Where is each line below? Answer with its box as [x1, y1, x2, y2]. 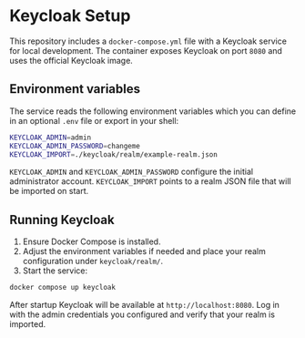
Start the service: [22, 265, 88, 276]
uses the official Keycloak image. [9, 55, 134, 66]
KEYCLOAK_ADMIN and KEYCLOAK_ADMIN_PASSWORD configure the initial [9, 166, 253, 178]
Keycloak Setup [9, 5, 131, 26]
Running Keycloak [9, 211, 116, 228]
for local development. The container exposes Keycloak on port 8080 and [9, 45, 282, 56]
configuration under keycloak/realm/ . [22, 256, 164, 267]
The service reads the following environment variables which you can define [9, 106, 297, 117]
